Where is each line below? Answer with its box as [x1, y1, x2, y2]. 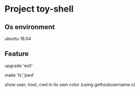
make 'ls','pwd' [4, 72, 35, 78]
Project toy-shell [4, 3, 74, 15]
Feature [4, 50, 29, 58]
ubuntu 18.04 [4, 36, 31, 41]
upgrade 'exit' [4, 62, 33, 69]
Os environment [4, 23, 55, 31]
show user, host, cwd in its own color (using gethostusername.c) [4, 81, 136, 87]
